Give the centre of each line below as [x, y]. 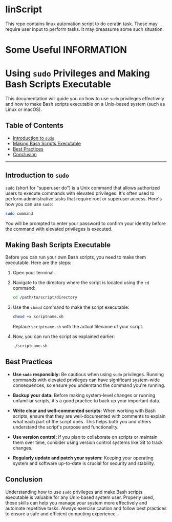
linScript [24, 10]
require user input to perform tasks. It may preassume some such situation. [85, 29]
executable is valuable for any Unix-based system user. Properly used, [80, 497]
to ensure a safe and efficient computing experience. [61, 514]
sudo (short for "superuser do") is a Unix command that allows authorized [83, 188]
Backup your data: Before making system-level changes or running [84, 395]
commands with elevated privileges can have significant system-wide [86, 380]
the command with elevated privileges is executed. [59, 229]
